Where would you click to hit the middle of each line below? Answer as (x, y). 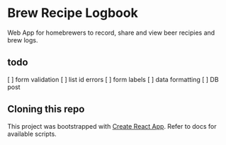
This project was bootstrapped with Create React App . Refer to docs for (112, 126)
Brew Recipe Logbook (73, 13)
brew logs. (23, 40)
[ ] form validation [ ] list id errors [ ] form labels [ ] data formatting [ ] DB (113, 79)
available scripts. (32, 134)
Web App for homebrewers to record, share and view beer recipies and (111, 33)
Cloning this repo (46, 109)
